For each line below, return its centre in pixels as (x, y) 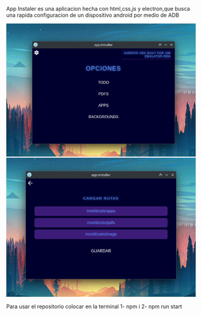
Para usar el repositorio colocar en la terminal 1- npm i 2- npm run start (94, 306)
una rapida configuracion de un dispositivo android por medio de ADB (93, 15)
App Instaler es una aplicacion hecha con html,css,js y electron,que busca (98, 9)
